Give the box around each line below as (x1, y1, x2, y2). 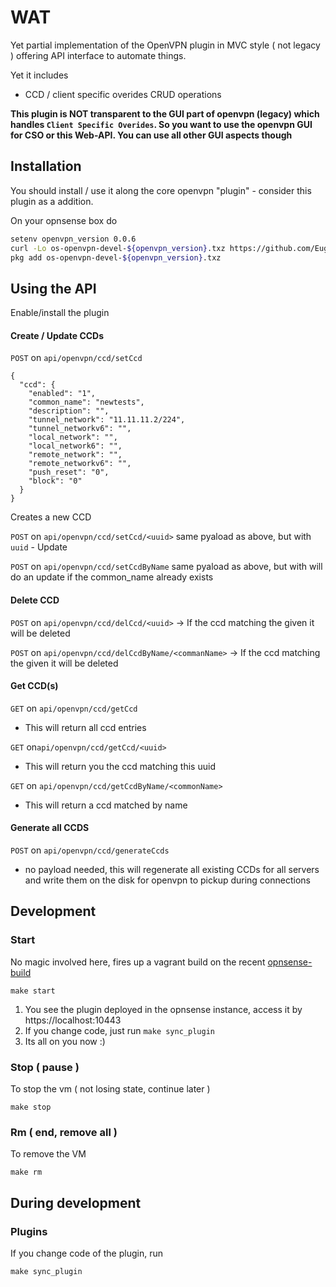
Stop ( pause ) (10, 1060, 80, 1074)
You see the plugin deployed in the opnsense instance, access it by (24, 1003, 303, 1015)
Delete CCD (10, 594, 60, 606)
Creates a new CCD (10, 511, 92, 523)
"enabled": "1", (28, 389, 97, 399)
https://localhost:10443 (24, 1014, 122, 1026)
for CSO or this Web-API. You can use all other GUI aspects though (10, 129, 293, 141)
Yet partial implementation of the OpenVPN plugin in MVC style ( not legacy (10, 39, 321, 51)
